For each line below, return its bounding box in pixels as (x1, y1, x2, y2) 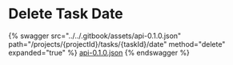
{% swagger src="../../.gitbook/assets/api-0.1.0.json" (8, 31, 182, 40)
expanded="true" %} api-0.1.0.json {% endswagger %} (8, 48, 191, 57)
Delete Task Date (8, 5, 124, 23)
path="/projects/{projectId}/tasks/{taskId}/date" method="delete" (8, 39, 226, 48)
